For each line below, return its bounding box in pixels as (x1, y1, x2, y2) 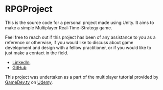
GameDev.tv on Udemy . (5, 79, 53, 85)
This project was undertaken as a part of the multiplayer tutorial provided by (5, 74, 159, 80)
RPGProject (5, 3, 53, 15)
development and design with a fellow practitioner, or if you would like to (5, 45, 152, 50)
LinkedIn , (12, 59, 31, 65)
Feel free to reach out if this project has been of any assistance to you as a (5, 34, 156, 40)
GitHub (12, 65, 27, 70)
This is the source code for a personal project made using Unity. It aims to (5, 20, 154, 25)
